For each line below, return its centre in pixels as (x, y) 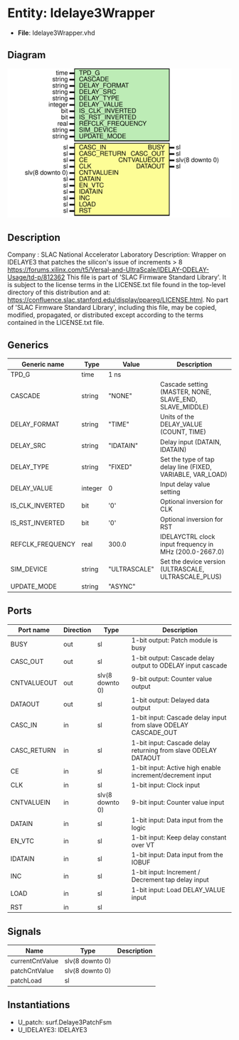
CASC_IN (24, 725)
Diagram (27, 55)
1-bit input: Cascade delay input (179, 718)
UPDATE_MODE (33, 586)
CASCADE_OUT (154, 733)
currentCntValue (34, 960)
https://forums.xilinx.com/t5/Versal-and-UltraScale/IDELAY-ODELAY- (108, 270)
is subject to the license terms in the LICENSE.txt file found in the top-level (117, 285)
